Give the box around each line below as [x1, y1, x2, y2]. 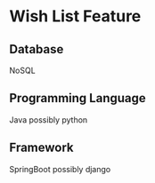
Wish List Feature [9, 6, 142, 27]
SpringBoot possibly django [9, 163, 111, 174]
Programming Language [9, 91, 147, 106]
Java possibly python [9, 114, 88, 125]
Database [9, 42, 64, 57]
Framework [9, 140, 74, 155]
